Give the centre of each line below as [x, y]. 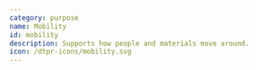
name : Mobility [38, 26]
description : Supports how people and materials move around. [129, 43]
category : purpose [44, 18]
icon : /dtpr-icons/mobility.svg [70, 52]
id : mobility [34, 35]
